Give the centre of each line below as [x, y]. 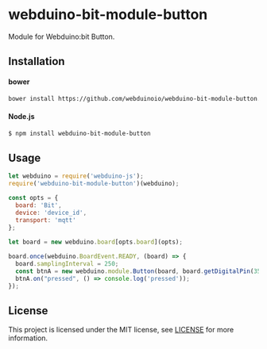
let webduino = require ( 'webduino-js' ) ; [76, 176]
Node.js [21, 116]
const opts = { [33, 198]
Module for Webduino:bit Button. [62, 36]
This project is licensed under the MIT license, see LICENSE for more [121, 330]
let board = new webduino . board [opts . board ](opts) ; [95, 242]
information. [28, 338]
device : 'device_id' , [51, 213]
